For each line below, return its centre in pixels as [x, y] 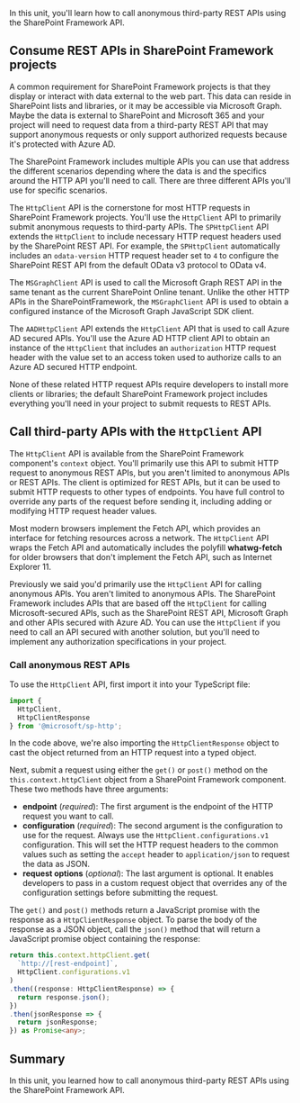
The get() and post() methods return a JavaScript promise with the [135, 910]
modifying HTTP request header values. [83, 511]
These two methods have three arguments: [89, 789]
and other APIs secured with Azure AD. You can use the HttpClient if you [145, 622]
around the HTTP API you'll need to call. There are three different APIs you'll [150, 180]
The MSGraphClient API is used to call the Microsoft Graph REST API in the [146, 282]
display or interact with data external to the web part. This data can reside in [150, 96]
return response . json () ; [64, 997]
